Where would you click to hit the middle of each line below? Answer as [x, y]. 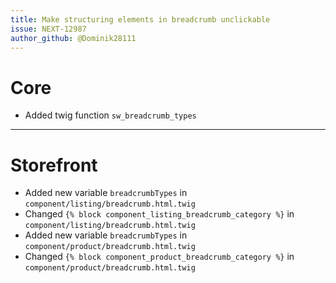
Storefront [54, 165]
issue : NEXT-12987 [48, 29]
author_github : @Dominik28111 [73, 38]
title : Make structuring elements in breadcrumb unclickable [140, 19]
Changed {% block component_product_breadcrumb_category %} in [159, 257]
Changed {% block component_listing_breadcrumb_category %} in [159, 214]
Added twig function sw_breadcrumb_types [110, 115]
